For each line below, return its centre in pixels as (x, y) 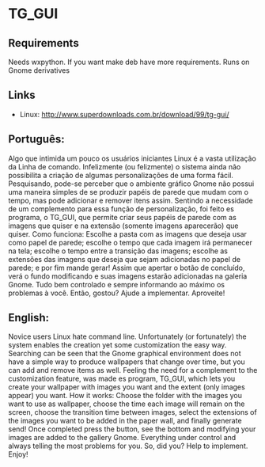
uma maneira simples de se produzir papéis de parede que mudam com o (129, 192)
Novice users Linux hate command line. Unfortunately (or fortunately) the (127, 336)
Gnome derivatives (39, 70)
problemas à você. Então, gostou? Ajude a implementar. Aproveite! (117, 293)
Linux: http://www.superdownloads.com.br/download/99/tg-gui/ (124, 114)
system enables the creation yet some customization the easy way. (117, 345)
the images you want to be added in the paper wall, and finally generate (125, 421)
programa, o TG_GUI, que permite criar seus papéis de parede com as (123, 217)
